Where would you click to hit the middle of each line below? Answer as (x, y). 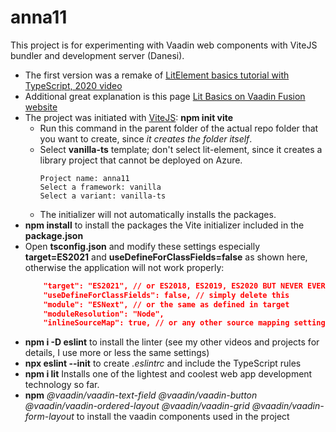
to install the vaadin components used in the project (183, 417)
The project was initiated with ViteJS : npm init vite (129, 117)
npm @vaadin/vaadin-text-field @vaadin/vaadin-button (141, 395)
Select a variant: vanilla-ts (103, 196)
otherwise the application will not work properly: (124, 267)
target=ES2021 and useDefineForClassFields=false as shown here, (166, 257)
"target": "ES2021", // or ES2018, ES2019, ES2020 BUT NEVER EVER (184, 286)
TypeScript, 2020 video (73, 85)
